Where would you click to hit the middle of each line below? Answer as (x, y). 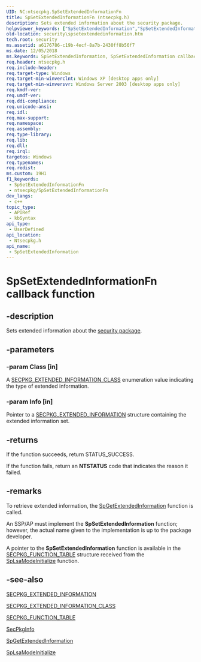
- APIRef (20, 213)
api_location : (24, 235)
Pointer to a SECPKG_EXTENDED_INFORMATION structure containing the (96, 415)
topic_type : (21, 207)
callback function (51, 294)
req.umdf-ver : (24, 95)
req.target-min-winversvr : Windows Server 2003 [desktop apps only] (93, 85)
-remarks (24, 491)
